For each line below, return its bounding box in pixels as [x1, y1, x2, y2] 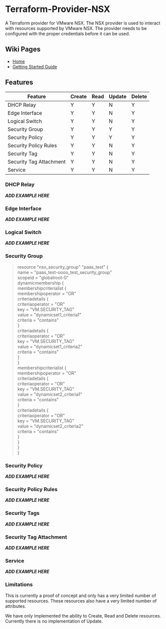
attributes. [5, 603, 26, 609]
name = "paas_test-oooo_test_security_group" [17, 269, 112, 275]
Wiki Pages [5, 45, 41, 53]
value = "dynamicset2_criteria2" [17, 423, 83, 429]
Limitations [5, 581, 33, 588]
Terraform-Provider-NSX [5, 3, 110, 15]
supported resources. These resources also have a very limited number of [5, 598, 157, 604]
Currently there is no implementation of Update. [5, 618, 103, 624]
